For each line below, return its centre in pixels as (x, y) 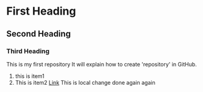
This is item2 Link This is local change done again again (85, 82)
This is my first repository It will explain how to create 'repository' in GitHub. (101, 64)
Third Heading (28, 51)
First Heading (41, 11)
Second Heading (39, 34)
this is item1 (30, 76)
